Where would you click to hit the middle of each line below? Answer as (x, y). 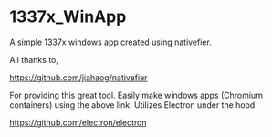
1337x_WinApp (68, 17)
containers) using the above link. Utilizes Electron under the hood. (133, 105)
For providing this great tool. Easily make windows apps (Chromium (136, 95)
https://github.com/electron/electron (78, 122)
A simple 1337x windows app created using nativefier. (110, 42)
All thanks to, (34, 59)
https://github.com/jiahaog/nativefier (78, 77)
